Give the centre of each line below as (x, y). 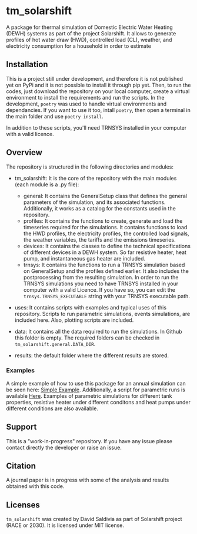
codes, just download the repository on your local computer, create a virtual (98, 91)
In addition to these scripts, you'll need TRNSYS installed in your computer (96, 127)
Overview (24, 152)
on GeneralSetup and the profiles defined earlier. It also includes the (106, 271)
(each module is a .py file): (47, 184)
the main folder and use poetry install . (55, 116)
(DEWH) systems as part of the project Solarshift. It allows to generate (91, 33)
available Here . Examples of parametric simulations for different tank (89, 395)
